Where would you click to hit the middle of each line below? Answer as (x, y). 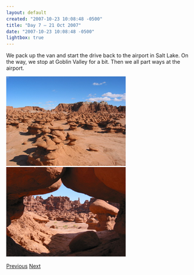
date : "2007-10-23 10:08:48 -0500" (50, 32)
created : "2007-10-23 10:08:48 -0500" (54, 19)
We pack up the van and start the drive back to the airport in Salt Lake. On (98, 55)
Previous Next (24, 266)
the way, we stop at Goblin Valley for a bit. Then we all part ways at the (93, 62)
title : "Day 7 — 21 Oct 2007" (44, 25)
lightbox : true (25, 38)
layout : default (26, 13)
